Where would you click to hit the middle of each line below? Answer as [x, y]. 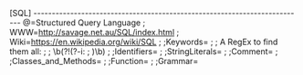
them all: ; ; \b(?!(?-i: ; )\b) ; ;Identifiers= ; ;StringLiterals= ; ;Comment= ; [144, 52]
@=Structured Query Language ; [84, 23]
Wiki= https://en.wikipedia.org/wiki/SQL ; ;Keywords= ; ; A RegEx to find [144, 42]
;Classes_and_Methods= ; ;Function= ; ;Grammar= [104, 61]
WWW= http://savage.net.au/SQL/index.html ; [94, 32]
